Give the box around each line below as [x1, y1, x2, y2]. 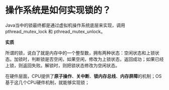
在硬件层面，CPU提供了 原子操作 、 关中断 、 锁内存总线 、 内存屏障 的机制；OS [5, 73, 162, 79]
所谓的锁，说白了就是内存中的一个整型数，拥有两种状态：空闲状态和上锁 [5, 50, 155, 56]
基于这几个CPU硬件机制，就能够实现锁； [5, 79, 90, 85]
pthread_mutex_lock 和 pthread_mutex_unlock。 [5, 28, 106, 34]
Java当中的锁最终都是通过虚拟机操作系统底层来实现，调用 [5, 22, 126, 28]
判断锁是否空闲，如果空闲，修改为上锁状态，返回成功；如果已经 [31, 56, 164, 62]
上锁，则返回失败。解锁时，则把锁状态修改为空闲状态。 [5, 62, 120, 68]
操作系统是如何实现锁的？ [5, 5, 112, 16]
